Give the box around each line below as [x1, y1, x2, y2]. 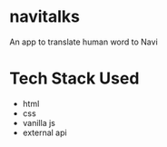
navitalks [9, 6, 80, 27]
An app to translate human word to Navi [9, 36, 159, 47]
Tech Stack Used [9, 68, 140, 89]
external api [22, 127, 67, 138]
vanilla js [22, 117, 56, 128]
